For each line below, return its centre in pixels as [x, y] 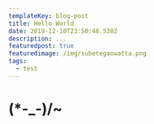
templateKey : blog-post [49, 16]
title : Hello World [41, 24]
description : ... [38, 38]
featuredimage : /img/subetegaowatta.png [78, 53]
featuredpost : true [41, 46]
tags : [17, 62]
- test [27, 69]
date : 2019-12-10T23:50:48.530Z [63, 31]
